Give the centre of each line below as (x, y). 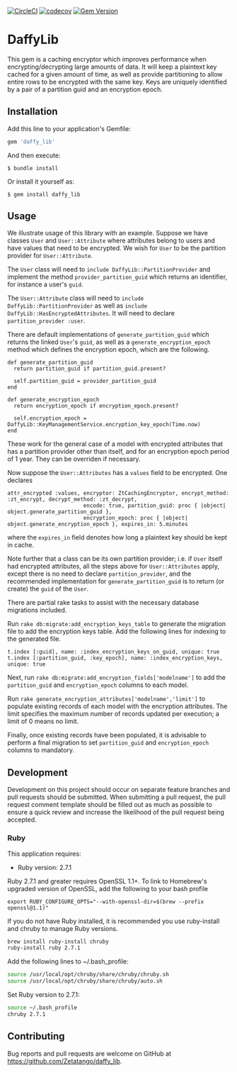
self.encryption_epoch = (50, 418)
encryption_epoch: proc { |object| (136, 518)
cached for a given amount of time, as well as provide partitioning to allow (115, 74)
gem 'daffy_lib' (31, 142)
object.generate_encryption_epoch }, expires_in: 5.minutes (98, 525)
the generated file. (34, 639)
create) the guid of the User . (48, 589)
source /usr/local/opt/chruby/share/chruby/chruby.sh (88, 975)
